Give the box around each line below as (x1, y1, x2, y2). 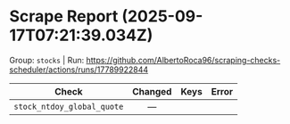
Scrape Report (9, 6, 119, 27)
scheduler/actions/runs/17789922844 (9, 64, 149, 75)
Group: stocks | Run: (9, 54, 85, 65)
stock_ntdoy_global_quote (13, 101, 124, 112)
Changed (132, 85, 172, 97)
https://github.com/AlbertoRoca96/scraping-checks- (86, 54, 281, 65)
